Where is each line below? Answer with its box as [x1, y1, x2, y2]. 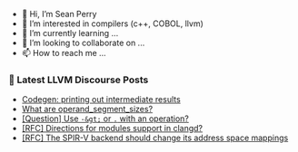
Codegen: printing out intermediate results [21, 94, 181, 105]
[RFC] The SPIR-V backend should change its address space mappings [21, 132, 289, 144]
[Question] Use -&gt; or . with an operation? [21, 113, 190, 124]
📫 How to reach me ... [21, 48, 106, 58]
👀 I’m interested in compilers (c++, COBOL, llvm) [21, 18, 204, 29]
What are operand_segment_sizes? [21, 104, 154, 115]
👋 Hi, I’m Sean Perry [21, 9, 97, 19]
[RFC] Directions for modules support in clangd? [21, 123, 204, 134]
